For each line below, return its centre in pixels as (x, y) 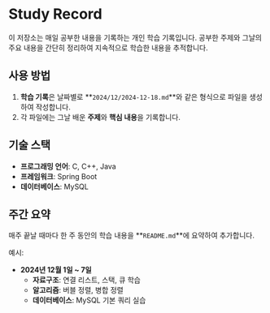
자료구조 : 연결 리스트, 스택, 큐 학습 (86, 280)
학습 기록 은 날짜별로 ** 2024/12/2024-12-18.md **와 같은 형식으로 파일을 (134, 96)
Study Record (56, 14)
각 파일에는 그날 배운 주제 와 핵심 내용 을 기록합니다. (100, 117)
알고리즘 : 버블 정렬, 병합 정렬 (78, 290)
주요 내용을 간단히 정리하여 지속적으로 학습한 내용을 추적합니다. (109, 47)
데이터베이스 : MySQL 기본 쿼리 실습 (89, 300)
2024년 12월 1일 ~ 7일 (56, 270)
